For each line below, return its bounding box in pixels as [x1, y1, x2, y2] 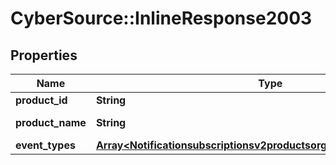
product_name [15, 116, 87, 129]
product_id [15, 93, 68, 107]
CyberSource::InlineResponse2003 [10, 7, 313, 30]
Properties [10, 47, 78, 64]
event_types [15, 138, 76, 152]
